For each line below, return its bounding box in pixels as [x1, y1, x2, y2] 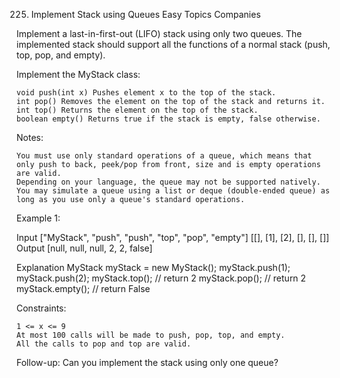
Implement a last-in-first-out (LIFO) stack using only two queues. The [16, 28, 303, 39]
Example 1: [16, 212, 61, 224]
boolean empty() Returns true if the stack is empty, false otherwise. [16, 114, 321, 124]
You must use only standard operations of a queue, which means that [16, 151, 313, 161]
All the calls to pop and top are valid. [16, 339, 192, 349]
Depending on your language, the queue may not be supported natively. [16, 177, 321, 187]
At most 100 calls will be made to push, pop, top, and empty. [16, 330, 286, 340]
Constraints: [16, 302, 67, 314]
